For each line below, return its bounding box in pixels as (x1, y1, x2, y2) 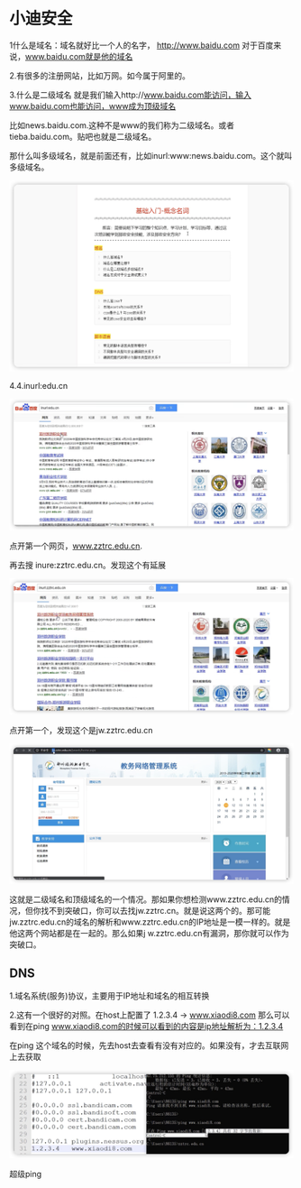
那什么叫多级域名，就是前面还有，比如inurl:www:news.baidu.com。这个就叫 (9, 150, 293, 161)
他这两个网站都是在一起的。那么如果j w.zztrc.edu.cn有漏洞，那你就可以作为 (9, 927, 290, 938)
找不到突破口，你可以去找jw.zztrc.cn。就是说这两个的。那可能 (40, 905, 271, 916)
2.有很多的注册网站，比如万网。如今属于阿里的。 (9, 69, 191, 81)
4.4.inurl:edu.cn (9, 381, 68, 391)
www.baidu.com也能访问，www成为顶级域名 (9, 100, 177, 111)
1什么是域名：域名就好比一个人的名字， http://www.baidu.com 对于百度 (9, 40, 274, 51)
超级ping (9, 1168, 42, 1179)
